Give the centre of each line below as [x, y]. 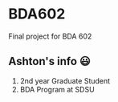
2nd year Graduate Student [65, 80]
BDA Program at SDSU [57, 89]
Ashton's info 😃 [49, 61]
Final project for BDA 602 [50, 36]
